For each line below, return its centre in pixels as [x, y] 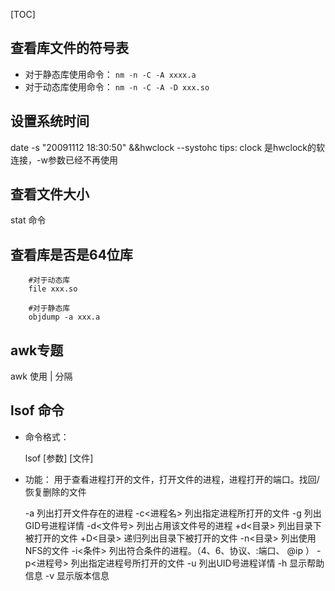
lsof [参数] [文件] [59, 458]
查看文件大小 [50, 194]
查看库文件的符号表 [69, 48]
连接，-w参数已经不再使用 [64, 160]
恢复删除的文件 [55, 491]
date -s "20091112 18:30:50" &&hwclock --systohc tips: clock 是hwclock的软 [167, 147]
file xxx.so [53, 289]
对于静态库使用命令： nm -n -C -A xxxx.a [110, 74]
